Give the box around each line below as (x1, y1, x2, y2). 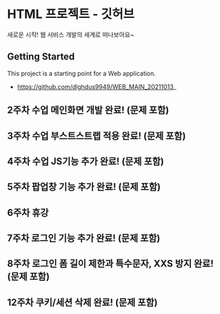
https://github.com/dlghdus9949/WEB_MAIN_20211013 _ (17, 82, 177, 90)
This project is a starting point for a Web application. (7, 69, 157, 77)
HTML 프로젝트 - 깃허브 (7, 6, 134, 22)
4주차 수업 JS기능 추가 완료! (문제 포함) (7, 155, 164, 167)
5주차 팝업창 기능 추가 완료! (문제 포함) (7, 181, 161, 193)
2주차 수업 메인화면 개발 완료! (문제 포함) (7, 104, 170, 116)
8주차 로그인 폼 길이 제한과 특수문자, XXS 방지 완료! (7, 258, 214, 270)
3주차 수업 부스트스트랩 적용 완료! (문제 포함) (7, 130, 186, 141)
